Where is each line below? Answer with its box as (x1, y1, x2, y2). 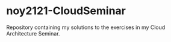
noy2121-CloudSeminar (6, 4, 126, 18)
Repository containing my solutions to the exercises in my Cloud (6, 24, 166, 31)
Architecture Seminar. (6, 30, 60, 37)
